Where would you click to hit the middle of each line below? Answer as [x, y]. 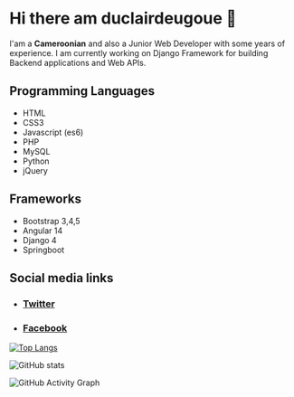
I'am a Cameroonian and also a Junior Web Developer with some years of [147, 43]
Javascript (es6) [53, 132]
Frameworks [46, 199]
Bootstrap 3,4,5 [51, 221]
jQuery [35, 170]
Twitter [39, 304]
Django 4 [39, 240]
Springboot [43, 250]
